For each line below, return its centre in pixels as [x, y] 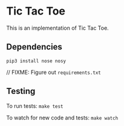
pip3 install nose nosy [36, 61]
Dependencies [34, 47]
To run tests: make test [35, 106]
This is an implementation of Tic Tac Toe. [57, 28]
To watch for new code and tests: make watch [62, 118]
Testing [21, 91]
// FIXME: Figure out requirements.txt [54, 72]
